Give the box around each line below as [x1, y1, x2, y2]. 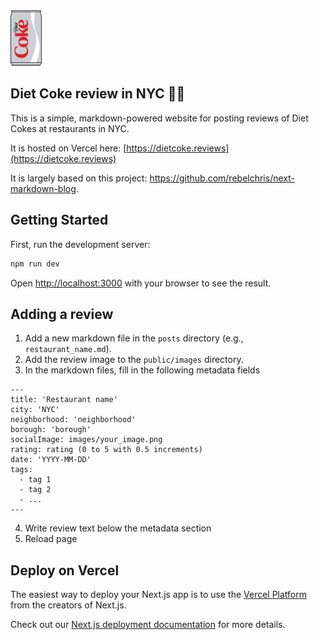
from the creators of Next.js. [10, 599, 127, 611]
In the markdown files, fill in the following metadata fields [24, 364, 261, 376]
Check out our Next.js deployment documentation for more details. [10, 619, 286, 631]
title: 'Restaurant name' [10, 395, 118, 405]
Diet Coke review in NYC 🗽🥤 [10, 85, 186, 103]
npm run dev [10, 259, 60, 269]
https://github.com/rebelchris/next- [149, 172, 295, 184]
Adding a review [10, 305, 114, 323]
